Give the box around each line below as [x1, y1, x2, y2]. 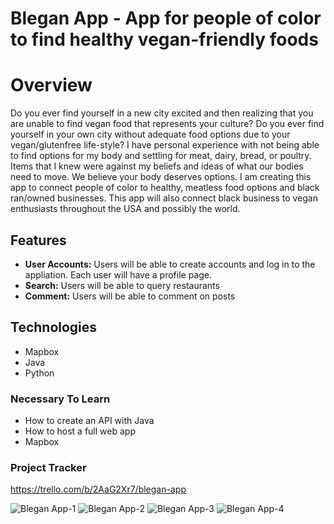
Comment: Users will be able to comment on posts [24, 290, 236, 302]
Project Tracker [10, 460, 87, 474]
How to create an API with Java [24, 415, 155, 427]
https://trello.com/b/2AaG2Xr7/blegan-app [10, 483, 187, 496]
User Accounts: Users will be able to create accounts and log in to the [24, 258, 316, 270]
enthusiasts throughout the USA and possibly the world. [10, 203, 241, 215]
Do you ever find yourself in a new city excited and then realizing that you [10, 107, 314, 119]
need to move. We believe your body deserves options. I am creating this [10, 171, 312, 183]
